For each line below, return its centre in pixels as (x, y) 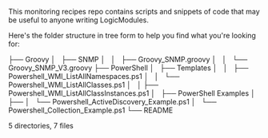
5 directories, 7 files (41, 126)
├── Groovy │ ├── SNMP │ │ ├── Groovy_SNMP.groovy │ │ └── (128, 59)
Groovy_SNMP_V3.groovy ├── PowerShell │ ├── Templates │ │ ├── (128, 68)
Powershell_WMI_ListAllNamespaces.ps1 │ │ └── (94, 76)
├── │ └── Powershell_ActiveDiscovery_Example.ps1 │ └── (113, 102)
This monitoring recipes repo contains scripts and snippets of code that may (134, 12)
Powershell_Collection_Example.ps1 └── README (91, 110)
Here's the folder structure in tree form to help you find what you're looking (132, 35)
